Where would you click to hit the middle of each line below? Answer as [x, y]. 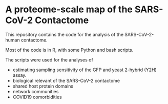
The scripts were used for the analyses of [49, 59]
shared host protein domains [43, 86]
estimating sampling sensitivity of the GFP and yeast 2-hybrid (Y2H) [85, 70]
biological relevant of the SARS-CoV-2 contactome [66, 80]
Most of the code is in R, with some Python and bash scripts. [69, 50]
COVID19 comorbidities [37, 97]
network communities [36, 91]
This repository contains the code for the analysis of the [65, 34]
